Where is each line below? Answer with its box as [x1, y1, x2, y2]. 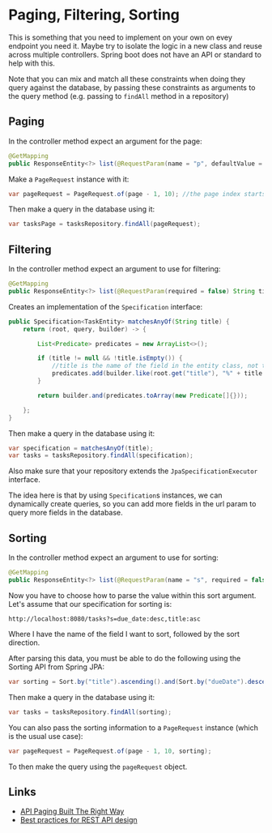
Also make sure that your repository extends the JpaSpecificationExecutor [8, 466, 258, 476]
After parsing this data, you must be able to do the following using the [8, 653, 241, 663]
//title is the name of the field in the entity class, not [51, 362, 259, 370]
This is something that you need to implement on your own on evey [8, 32, 233, 42]
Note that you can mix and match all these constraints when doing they [8, 74, 245, 83]
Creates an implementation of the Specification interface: [8, 301, 203, 311]
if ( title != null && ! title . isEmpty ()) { [37, 354, 183, 362]
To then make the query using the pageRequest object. [8, 762, 188, 771]
